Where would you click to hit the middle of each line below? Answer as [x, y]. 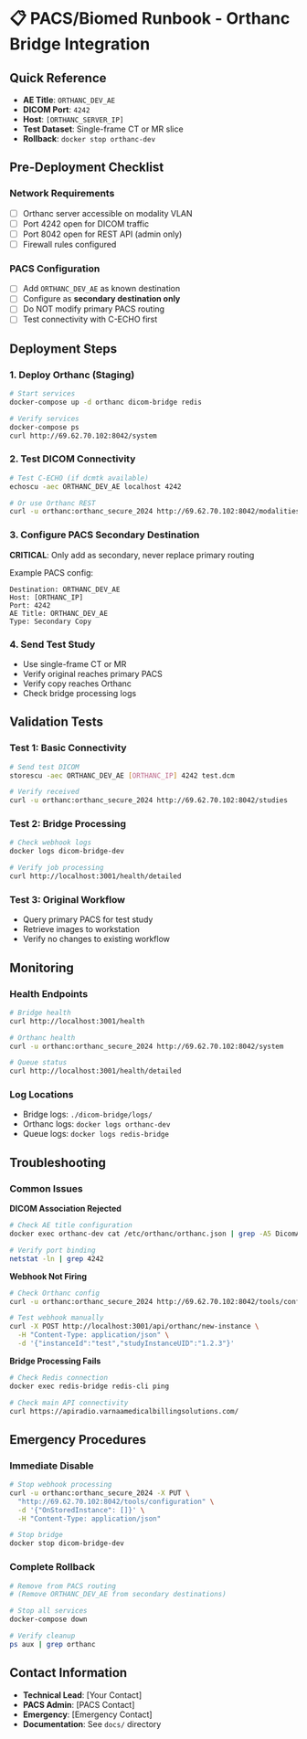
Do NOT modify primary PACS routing [94, 309]
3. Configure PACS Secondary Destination [105, 535]
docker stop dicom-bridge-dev [67, 1543]
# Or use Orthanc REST [53, 503]
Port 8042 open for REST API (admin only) [102, 234]
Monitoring [42, 967]
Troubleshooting [58, 1162]
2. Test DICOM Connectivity [73, 459]
